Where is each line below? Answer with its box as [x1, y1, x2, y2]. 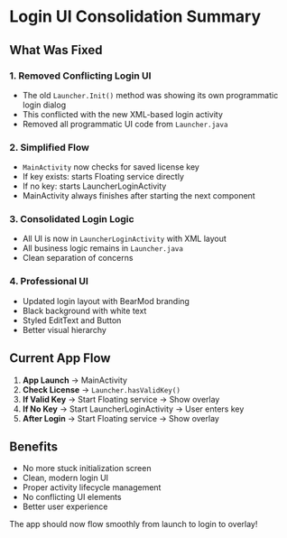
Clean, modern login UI [22, 472, 109, 484]
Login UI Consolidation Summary [9, 6, 262, 27]
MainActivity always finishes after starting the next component [22, 190, 255, 201]
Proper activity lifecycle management [22, 482, 162, 493]
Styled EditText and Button [22, 314, 122, 326]
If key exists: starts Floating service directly [22, 172, 185, 182]
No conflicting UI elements [22, 492, 122, 503]
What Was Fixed [9, 42, 103, 58]
